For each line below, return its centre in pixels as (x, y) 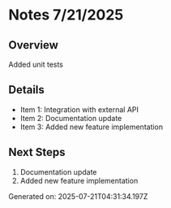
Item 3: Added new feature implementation (92, 127)
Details (26, 90)
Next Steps (37, 152)
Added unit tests (36, 64)
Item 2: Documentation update (71, 118)
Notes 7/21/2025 (66, 15)
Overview (34, 45)
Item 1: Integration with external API (79, 109)
